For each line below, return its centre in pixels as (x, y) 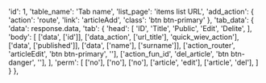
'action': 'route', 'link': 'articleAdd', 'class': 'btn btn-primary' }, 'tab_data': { (131, 20)
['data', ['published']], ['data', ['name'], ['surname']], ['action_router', (122, 45)
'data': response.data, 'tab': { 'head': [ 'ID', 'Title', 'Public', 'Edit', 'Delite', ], (130, 28)
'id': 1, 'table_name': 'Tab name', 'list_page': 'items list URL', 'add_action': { (131, 12)
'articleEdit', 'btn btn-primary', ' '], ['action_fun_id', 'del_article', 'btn (119, 54)
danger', (22, 62)
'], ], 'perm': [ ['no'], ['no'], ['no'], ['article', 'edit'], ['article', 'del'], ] (149, 62)
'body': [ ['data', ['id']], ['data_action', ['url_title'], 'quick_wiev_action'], (124, 37)
